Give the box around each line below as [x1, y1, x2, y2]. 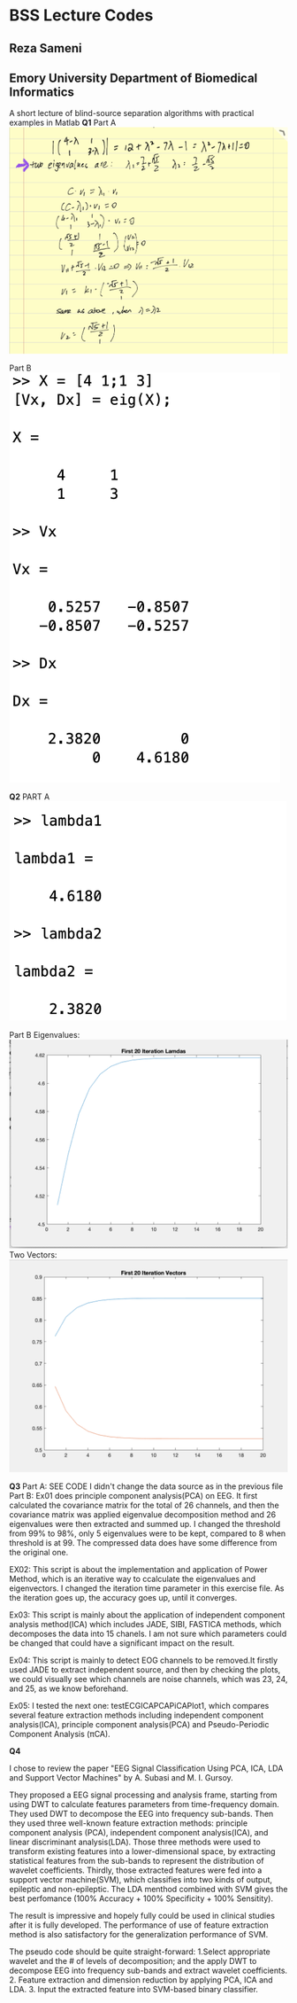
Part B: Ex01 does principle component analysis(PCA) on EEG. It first [9, 1491, 258, 1501]
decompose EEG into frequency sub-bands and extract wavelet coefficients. [9, 1965, 288, 1976]
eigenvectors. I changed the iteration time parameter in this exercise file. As [9, 1583, 285, 1594]
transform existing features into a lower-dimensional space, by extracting [9, 1846, 276, 1857]
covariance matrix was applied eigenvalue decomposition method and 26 [9, 1509, 277, 1520]
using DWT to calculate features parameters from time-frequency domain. [9, 1799, 280, 1810]
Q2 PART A [9, 791, 50, 802]
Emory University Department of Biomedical [9, 70, 258, 85]
